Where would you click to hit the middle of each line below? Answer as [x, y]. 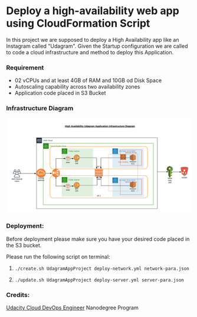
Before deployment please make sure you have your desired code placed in [98, 239]
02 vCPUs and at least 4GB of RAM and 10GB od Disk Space [88, 80]
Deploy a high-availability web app [93, 11]
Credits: [18, 295]
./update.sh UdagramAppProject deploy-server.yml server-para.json [99, 280]
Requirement [25, 67]
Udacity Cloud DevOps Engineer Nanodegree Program [72, 308]
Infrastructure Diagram [40, 109]
